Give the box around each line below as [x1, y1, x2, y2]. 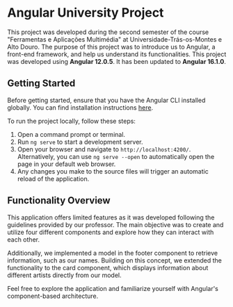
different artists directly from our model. [7, 271, 122, 279]
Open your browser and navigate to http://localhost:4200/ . [17, 144, 191, 153]
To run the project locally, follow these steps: [7, 117, 136, 125]
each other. [7, 235, 40, 244]
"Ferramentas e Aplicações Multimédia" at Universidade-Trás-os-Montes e [7, 35, 223, 43]
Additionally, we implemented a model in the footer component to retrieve [7, 249, 218, 257]
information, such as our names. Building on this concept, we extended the [7, 256, 223, 265]
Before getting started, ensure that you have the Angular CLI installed [7, 96, 206, 104]
